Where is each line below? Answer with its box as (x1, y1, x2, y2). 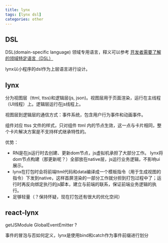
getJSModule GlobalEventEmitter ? (5, 221, 77, 228)
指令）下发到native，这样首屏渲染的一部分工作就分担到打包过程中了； (12, 175, 157, 181)
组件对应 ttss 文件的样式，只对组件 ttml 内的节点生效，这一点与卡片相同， (5, 122, 157, 128)
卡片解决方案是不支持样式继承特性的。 (9, 129, 89, 134)
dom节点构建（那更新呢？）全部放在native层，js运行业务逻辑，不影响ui (12, 156, 160, 162)
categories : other (5, 17, 44, 22)
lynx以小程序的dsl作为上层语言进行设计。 (5, 66, 90, 72)
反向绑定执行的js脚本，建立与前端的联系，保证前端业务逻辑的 (26, 181, 152, 187)
